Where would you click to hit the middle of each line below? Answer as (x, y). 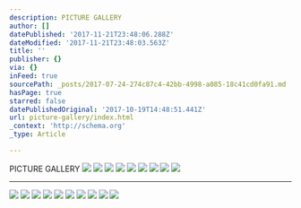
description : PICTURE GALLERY (66, 17)
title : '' (28, 51)
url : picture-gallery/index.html (72, 117)
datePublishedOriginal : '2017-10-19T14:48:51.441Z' (107, 109)
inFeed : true (34, 76)
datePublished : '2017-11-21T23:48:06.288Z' (92, 34)
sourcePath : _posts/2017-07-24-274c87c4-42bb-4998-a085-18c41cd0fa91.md (148, 84)
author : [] (30, 26)
